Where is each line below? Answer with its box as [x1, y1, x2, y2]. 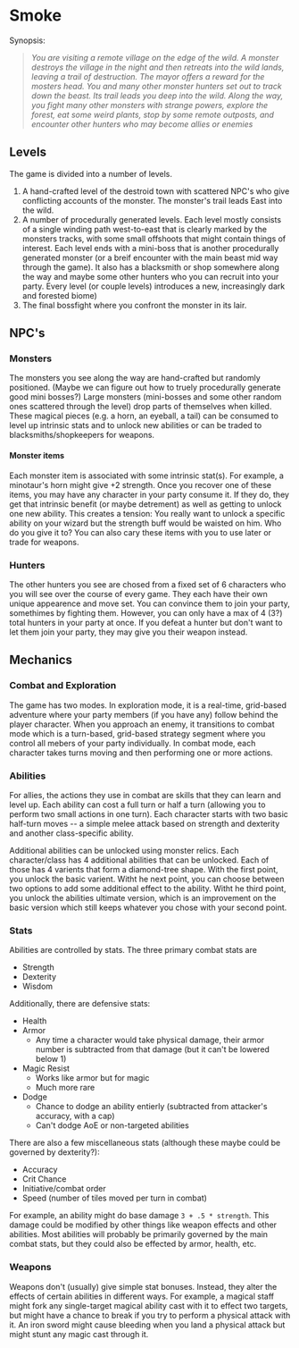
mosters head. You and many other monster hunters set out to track [30, 80, 283, 91]
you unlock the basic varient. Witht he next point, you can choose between [9, 873, 285, 884]
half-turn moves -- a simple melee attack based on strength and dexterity [9, 818, 280, 829]
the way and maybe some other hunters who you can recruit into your [21, 271, 279, 282]
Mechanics [9, 653, 73, 668]
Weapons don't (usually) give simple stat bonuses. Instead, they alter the [9, 1281, 278, 1292]
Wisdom [21, 981, 54, 992]
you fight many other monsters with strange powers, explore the [30, 99, 269, 110]
